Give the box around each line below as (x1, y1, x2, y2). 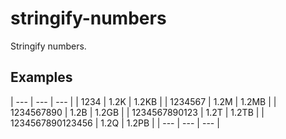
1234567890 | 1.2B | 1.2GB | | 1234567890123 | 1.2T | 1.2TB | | (10, 106, 265, 118)
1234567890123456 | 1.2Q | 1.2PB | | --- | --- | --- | (10, 117, 220, 129)
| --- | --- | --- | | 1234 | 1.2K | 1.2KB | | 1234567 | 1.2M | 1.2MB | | (10, 95, 277, 107)
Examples (10, 69, 73, 86)
